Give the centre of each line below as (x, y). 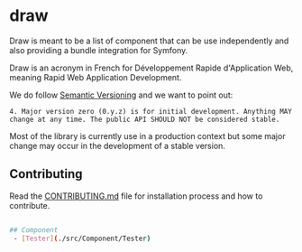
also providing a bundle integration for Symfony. (99, 50)
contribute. (30, 205)
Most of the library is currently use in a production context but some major (147, 135)
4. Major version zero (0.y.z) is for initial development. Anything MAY (151, 111)
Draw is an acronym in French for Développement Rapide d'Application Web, (151, 68)
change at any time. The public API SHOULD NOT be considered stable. (145, 119)
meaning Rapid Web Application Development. (96, 77)
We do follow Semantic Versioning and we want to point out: (121, 95)
